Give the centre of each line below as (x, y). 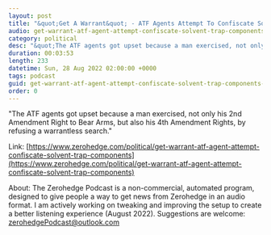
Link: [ (19, 147)
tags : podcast (32, 76)
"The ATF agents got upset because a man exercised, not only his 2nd (125, 114)
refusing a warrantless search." (60, 131)
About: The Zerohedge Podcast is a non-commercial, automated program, (131, 188)
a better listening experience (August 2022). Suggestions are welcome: (127, 214)
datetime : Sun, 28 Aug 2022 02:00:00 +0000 (83, 69)
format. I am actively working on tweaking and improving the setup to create (135, 205)
